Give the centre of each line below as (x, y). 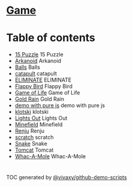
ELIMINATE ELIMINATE (43, 80)
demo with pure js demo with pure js (60, 105)
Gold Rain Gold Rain (40, 99)
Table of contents (51, 38)
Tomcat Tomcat (34, 150)
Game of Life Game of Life (47, 93)
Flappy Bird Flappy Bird (44, 86)
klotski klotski (32, 112)
